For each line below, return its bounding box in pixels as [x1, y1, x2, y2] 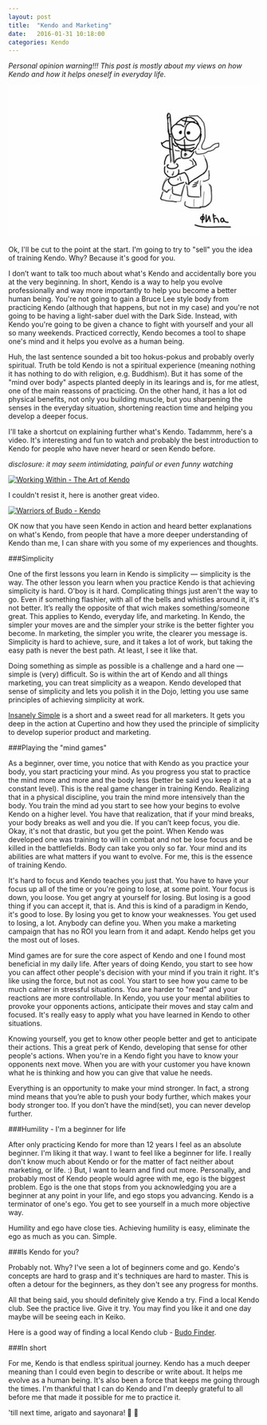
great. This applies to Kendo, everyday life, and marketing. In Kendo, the [8, 612, 245, 621]
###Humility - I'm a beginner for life [8, 1125, 126, 1134]
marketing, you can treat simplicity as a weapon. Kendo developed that [8, 678, 241, 688]
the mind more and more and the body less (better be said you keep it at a [8, 776, 252, 785]
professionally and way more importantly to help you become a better [8, 286, 238, 296]
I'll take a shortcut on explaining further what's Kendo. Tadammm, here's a [8, 427, 253, 437]
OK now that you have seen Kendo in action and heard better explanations [8, 522, 253, 531]
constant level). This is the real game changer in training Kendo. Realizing [8, 784, 249, 794]
